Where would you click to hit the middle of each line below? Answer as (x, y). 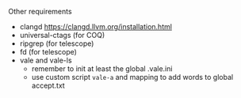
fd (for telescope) (48, 52)
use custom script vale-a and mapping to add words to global (132, 77)
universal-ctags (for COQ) (62, 35)
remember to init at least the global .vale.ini (102, 69)
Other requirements (40, 11)
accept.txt (48, 85)
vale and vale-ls (46, 60)
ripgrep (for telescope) (57, 43)
